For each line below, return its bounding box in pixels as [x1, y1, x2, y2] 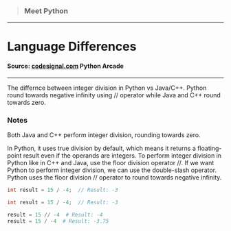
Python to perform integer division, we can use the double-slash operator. [7, 166, 217, 174]
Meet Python [23, 6, 69, 16]
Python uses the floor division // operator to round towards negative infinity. [7, 173, 222, 181]
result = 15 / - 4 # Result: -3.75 [7, 217, 109, 225]
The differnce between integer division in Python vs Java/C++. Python [7, 84, 207, 92]
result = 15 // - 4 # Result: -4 [7, 211, 103, 218]
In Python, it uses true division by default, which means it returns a [7, 144, 196, 152]
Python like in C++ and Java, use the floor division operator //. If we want [7, 158, 214, 167]
